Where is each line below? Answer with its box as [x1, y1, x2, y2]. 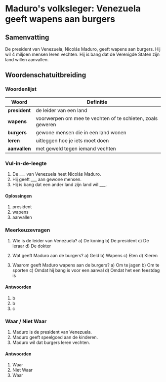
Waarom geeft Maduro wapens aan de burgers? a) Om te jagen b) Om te [12, 262, 160, 268]
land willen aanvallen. [5, 57, 49, 62]
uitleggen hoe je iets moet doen [36, 137, 109, 144]
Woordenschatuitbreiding [5, 71, 86, 79]
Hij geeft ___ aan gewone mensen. [12, 176, 82, 182]
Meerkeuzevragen [5, 227, 50, 233]
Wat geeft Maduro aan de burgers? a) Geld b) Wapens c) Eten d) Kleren [12, 253, 158, 259]
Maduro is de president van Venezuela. [12, 329, 92, 335]
